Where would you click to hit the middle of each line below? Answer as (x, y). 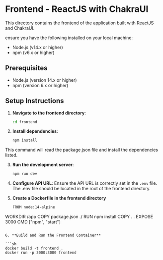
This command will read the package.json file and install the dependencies (81, 150)
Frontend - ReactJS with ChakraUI (77, 9)
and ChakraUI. (20, 28)
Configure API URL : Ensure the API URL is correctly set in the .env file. (85, 183)
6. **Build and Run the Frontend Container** (53, 235)
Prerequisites (26, 68)
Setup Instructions (35, 101)
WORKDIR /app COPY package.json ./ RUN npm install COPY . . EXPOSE (79, 217)
